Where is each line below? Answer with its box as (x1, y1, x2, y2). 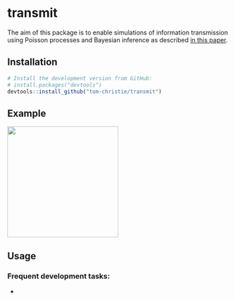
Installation (7, 56, 58, 68)
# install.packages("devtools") (7, 81, 102, 89)
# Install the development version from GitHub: (7, 75, 153, 82)
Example (7, 107, 46, 119)
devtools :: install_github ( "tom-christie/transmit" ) (7, 88, 162, 95)
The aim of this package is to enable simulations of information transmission (7, 28, 229, 37)
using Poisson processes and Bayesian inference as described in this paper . (7, 35, 228, 44)
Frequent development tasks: (7, 271, 110, 281)
